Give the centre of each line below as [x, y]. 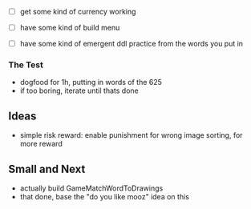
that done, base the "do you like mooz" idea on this [105, 197]
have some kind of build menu [70, 28]
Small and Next [47, 169]
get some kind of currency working [78, 12]
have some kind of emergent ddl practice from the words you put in [131, 44]
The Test [26, 65]
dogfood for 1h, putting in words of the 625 [91, 82]
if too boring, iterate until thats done [79, 90]
